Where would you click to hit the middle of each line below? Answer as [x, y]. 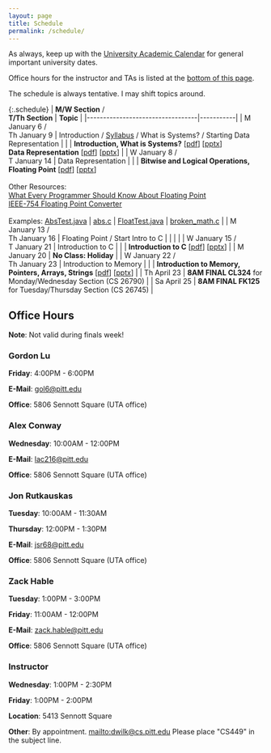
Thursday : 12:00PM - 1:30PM [58, 529]
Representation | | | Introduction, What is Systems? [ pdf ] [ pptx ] [115, 144]
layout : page [30, 16]
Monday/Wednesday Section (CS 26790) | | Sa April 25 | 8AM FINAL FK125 [134, 281]
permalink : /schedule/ [47, 31]
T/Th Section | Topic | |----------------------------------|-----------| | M [130, 118]
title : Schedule [36, 23]
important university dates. [53, 62]
